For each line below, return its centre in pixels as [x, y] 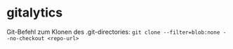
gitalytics [35, 13]
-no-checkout [26, 38]
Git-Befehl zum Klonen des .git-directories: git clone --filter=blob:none [113, 32]
